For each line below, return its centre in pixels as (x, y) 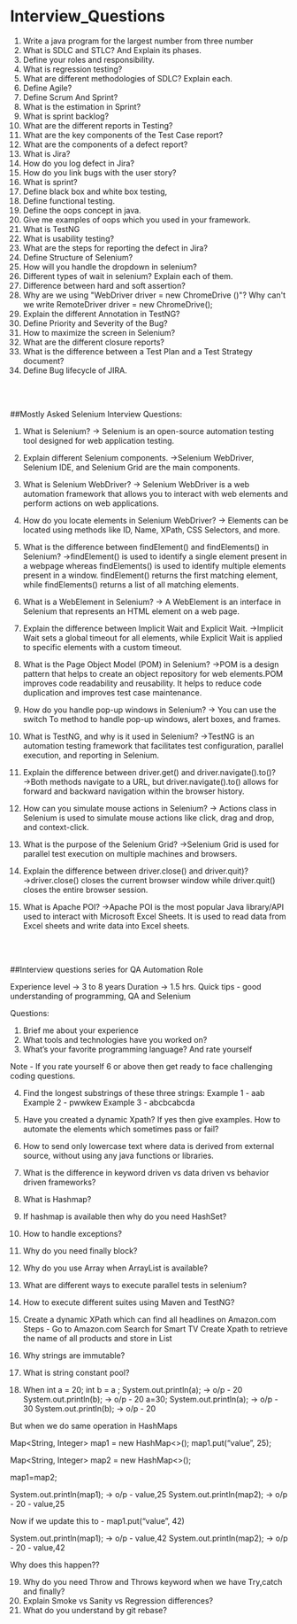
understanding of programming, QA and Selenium (100, 996)
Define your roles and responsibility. (88, 59)
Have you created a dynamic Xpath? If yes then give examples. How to (152, 1119)
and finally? (44, 1591)
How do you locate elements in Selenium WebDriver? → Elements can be (156, 520)
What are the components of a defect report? (105, 144)
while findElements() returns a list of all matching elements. (131, 584)
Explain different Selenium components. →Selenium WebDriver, (138, 457)
